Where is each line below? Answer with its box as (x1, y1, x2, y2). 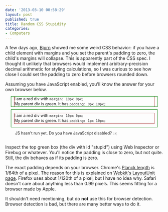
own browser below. (5, 87, 47, 92)
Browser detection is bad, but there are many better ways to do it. (5, 201, 141, 207)
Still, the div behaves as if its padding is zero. (5, 155, 99, 161)
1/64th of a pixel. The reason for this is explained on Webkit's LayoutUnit (5, 170, 155, 176)
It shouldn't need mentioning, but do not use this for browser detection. (5, 195, 153, 201)
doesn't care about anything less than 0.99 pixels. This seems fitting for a (5, 180, 157, 186)
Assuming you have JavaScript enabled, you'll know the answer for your (5, 81, 154, 87)
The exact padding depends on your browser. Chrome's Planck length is (5, 164, 154, 170)
